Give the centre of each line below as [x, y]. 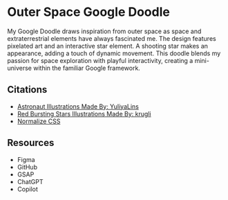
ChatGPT [30, 181]
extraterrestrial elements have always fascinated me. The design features [112, 38]
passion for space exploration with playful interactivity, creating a [100, 60]
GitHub [27, 167]
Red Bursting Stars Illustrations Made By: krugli [84, 113]
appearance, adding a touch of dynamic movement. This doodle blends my [114, 53]
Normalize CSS [39, 121]
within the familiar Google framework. [87, 68]
